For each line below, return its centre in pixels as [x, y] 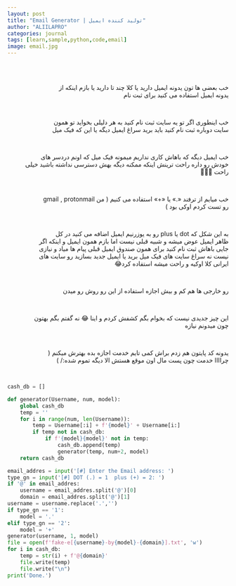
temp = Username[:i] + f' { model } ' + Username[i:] [106, 426]
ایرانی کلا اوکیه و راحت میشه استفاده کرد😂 [172, 263]
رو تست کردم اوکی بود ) [197, 207]
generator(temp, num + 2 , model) [103, 451]
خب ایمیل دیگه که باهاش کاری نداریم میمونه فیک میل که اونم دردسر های [135, 157]
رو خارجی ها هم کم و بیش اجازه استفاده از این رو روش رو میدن [146, 291]
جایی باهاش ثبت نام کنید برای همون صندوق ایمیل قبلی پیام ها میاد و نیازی [134, 249]
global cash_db [42, 406]
